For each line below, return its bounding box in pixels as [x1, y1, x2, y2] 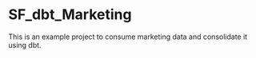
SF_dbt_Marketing [8, 6, 132, 24]
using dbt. [8, 40, 42, 49]
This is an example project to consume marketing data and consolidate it [8, 32, 248, 41]
